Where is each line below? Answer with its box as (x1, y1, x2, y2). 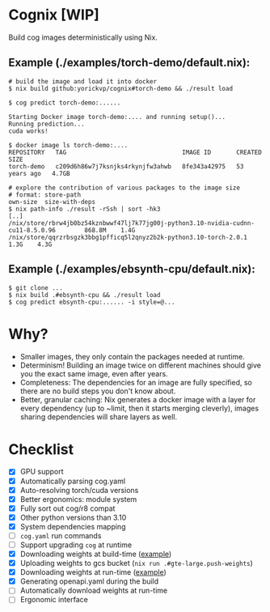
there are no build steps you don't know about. (19, 386, 176, 396)
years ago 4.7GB (8, 169, 70, 177)
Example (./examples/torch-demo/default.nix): (8, 56, 251, 70)
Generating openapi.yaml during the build (19, 576, 159, 586)
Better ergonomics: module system (19, 494, 137, 504)
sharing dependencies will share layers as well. (19, 411, 178, 422)
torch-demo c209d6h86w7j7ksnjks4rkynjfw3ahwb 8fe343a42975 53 (8, 162, 244, 171)
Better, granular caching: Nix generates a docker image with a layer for (19, 394, 256, 404)
